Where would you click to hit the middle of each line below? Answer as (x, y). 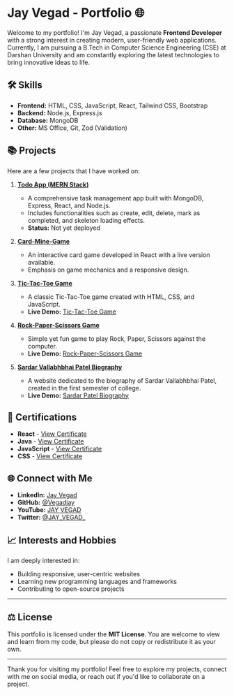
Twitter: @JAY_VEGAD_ (51, 518)
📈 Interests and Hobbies (62, 540)
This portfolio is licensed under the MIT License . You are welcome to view (114, 634)
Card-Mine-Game (44, 241)
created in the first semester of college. (84, 388)
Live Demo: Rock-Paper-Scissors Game (85, 353)
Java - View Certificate (50, 441)
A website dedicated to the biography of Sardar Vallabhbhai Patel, (122, 380)
